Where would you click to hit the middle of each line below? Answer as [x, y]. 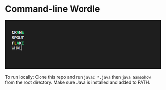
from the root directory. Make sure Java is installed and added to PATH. [78, 82]
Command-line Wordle [53, 9]
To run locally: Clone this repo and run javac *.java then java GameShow [78, 77]
